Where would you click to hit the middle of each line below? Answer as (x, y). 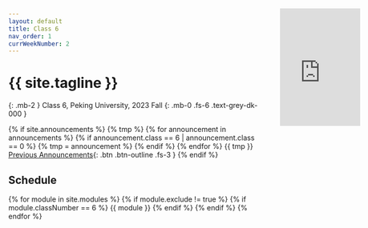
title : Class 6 (34, 29)
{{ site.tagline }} (63, 83)
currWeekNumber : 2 (39, 44)
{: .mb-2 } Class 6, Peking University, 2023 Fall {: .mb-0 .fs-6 (109, 106)
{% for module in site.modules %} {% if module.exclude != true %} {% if (127, 199)
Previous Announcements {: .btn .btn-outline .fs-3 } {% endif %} (113, 155)
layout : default (35, 21)
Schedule (33, 180)
